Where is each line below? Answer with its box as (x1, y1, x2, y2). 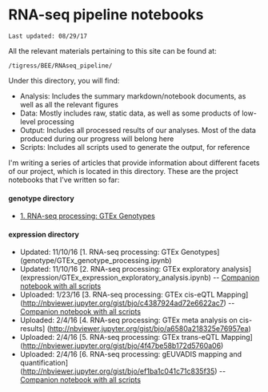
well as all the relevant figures (19, 99, 118, 109)
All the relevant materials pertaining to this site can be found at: (8, 46, 218, 55)
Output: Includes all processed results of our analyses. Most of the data (19, 125, 256, 135)
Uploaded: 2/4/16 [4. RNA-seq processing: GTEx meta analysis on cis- (19, 315, 253, 325)
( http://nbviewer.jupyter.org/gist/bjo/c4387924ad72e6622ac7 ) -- (19, 298, 235, 308)
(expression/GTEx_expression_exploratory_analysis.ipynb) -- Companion (19, 273, 260, 282)
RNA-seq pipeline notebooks (8, 6, 204, 24)
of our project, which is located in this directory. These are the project (8, 166, 238, 176)
